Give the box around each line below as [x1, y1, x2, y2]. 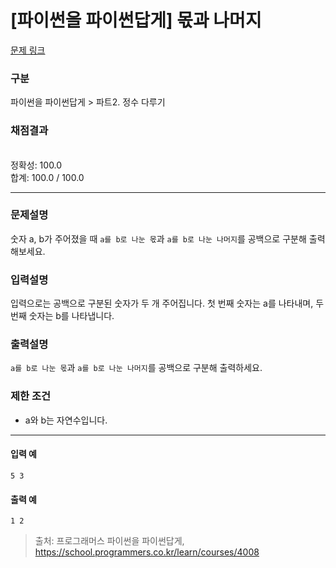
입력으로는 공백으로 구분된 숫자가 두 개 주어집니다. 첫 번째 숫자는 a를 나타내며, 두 [10, 297, 325, 310]
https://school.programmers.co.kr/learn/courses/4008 [34, 546, 260, 558]
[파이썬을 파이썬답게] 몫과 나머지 [10, 9, 262, 32]
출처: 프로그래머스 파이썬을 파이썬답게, [34, 535, 185, 547]
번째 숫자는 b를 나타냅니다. [10, 310, 115, 322]
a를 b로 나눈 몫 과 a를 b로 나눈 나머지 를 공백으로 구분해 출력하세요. [10, 362, 263, 374]
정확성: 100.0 [10, 159, 63, 171]
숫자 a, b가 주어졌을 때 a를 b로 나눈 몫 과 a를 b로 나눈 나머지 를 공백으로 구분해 [10, 232, 307, 245]
